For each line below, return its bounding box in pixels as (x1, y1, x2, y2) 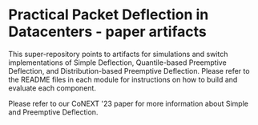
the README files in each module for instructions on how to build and (8, 75, 238, 84)
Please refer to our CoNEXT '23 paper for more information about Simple (8, 99, 248, 108)
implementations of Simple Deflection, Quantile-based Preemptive (8, 58, 227, 67)
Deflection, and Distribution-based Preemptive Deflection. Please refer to (8, 66, 250, 75)
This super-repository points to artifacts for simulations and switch (8, 49, 228, 58)
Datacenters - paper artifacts (8, 22, 207, 41)
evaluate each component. (8, 83, 96, 93)
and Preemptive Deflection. (8, 107, 99, 117)
